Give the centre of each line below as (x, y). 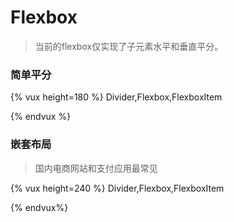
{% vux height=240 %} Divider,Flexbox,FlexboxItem (117, 188)
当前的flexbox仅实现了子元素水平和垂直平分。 (129, 46)
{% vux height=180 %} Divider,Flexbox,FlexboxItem (116, 97)
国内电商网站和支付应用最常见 (96, 168)
